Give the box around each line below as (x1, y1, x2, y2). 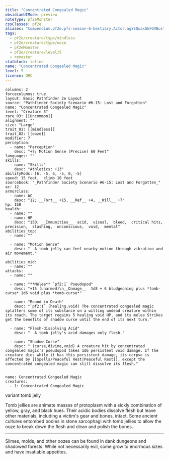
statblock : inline (5, 59, 44, 64)
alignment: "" (5, 118, 35, 123)
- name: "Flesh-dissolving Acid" (10, 326, 80, 331)
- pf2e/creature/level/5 (10, 50, 62, 55)
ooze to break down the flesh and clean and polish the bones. (5, 423, 133, 430)
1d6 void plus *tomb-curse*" (21, 290, 82, 296)
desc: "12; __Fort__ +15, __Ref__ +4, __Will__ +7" (14, 198, 125, 203)
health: (5, 206, 22, 211)
